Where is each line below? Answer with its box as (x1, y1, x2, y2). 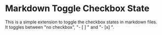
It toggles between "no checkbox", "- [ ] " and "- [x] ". (5, 24, 114, 30)
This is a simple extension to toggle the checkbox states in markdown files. (5, 19, 158, 25)
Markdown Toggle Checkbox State (5, 3, 150, 14)
